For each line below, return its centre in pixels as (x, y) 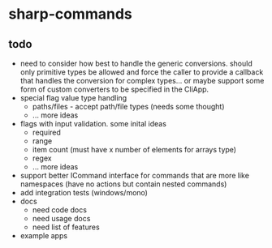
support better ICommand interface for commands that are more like (135, 175)
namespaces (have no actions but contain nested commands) (123, 184)
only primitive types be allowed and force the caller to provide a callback (142, 72)
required (46, 132)
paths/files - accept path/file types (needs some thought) (128, 107)
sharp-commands (70, 14)
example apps (43, 235)
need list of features (66, 227)
